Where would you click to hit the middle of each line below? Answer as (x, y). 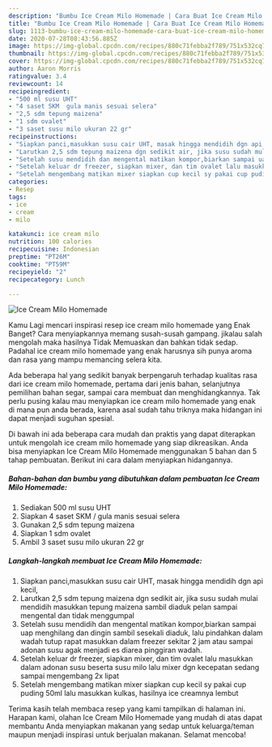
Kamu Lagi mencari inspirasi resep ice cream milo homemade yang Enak (130, 325)
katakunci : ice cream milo (54, 234)
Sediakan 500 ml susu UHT (66, 508)
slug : (17, 31)
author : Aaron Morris (45, 69)
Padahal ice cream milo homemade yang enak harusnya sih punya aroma (130, 351)
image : (19, 46)
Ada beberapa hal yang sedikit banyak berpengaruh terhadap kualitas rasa (133, 376)
